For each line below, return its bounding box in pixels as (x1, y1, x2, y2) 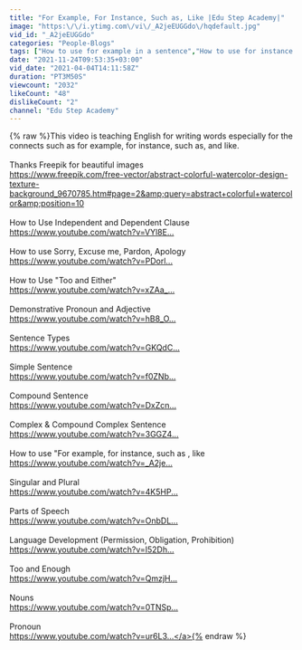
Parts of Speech (9, 506, 70, 517)
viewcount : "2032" (9, 81, 79, 90)
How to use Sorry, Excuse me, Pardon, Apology (9, 246, 186, 257)
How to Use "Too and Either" (9, 275, 118, 286)
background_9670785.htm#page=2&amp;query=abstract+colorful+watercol (9, 188, 293, 199)
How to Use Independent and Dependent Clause (9, 217, 190, 228)
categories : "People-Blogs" (9, 38, 116, 48)
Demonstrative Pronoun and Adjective (9, 304, 151, 315)
